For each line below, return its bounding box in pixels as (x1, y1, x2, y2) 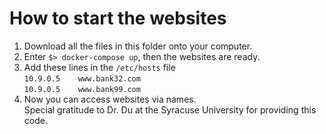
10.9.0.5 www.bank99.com (23, 84, 141, 94)
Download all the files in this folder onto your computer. (23, 40, 253, 52)
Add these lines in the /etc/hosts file (23, 61, 176, 73)
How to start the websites (9, 7, 227, 30)
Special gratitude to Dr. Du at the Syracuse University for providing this (23, 103, 317, 116)
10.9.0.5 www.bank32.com (23, 73, 141, 84)
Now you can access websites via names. (23, 93, 197, 105)
